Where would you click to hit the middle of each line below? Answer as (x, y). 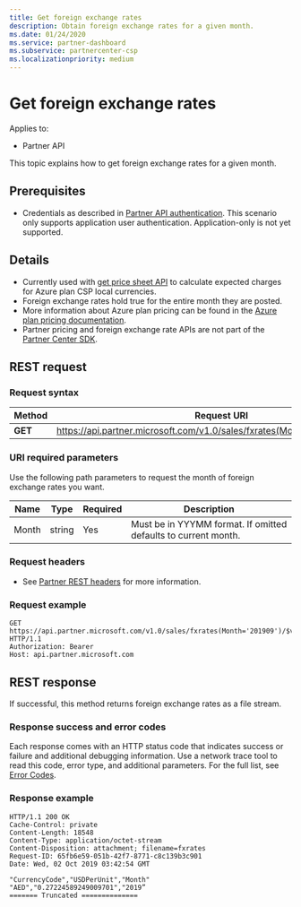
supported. (43, 232)
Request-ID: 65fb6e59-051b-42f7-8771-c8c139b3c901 (106, 856)
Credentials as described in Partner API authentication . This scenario (150, 212)
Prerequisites (47, 191)
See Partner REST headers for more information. (112, 581)
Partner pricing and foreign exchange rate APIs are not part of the (143, 329)
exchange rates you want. (57, 487)
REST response (53, 682)
